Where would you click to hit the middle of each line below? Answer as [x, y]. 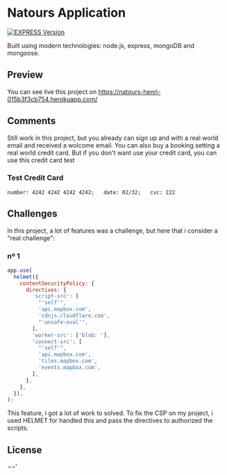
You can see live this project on [52, 91]
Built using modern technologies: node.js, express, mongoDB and [101, 45]
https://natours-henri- [129, 91]
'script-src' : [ [56, 296]
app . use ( [20, 270]
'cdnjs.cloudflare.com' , [74, 316]
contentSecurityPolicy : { [57, 283]
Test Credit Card [35, 178]
